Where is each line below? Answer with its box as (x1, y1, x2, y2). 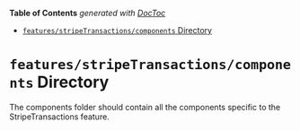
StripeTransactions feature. (9, 111, 110, 122)
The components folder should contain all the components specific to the (9, 101, 281, 112)
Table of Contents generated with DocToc (9, 8, 166, 18)
